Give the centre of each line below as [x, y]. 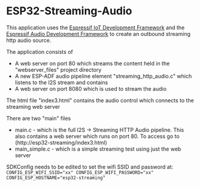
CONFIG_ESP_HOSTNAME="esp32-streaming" [56, 177]
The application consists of [40, 51]
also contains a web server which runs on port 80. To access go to [97, 136]
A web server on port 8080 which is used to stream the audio [90, 88]
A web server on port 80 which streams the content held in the [92, 63]
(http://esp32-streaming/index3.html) [61, 142]
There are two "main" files [39, 118]
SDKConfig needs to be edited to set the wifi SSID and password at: [90, 167]
